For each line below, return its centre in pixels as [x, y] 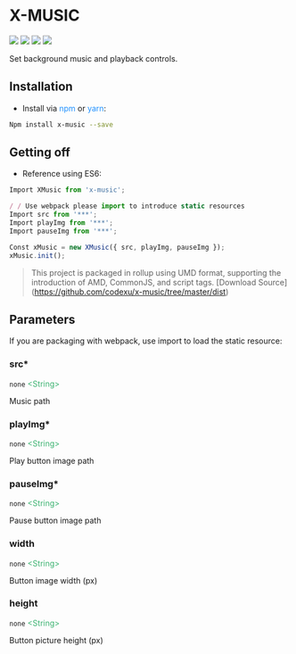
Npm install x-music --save [62, 124]
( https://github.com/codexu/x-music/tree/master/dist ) [130, 292]
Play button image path [52, 460]
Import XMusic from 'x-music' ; [67, 190]
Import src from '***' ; [53, 215]
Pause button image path [55, 521]
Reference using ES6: [62, 174]
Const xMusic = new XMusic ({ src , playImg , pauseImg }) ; [117, 247]
